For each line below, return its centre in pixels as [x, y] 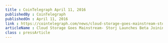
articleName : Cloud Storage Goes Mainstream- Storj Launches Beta [77, 28]
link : [12, 23]
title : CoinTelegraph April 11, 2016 [45, 10]
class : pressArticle [28, 33]
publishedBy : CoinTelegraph [35, 14]
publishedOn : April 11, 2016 [37, 19]
